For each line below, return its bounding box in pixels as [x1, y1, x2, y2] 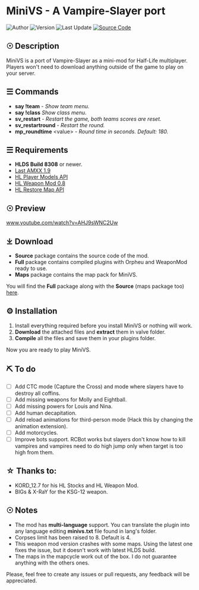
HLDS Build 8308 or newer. [14, 161, 83, 168]
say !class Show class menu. [14, 109, 87, 116]
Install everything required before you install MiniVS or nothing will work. [14, 322, 193, 329]
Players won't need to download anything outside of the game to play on [6, 63, 184, 70]
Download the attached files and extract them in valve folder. [14, 328, 166, 335]
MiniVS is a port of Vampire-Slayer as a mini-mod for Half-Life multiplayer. [6, 57, 188, 64]
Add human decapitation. [14, 409, 77, 416]
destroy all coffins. [14, 390, 61, 397]
